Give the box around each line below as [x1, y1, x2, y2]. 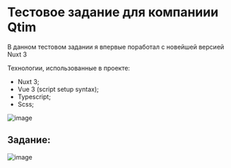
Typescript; [17, 92, 52, 101]
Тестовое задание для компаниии [7, 4, 219, 20]
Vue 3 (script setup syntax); [17, 85, 99, 93]
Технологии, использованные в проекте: [7, 64, 131, 72]
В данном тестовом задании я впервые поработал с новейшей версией [7, 42, 225, 51]
